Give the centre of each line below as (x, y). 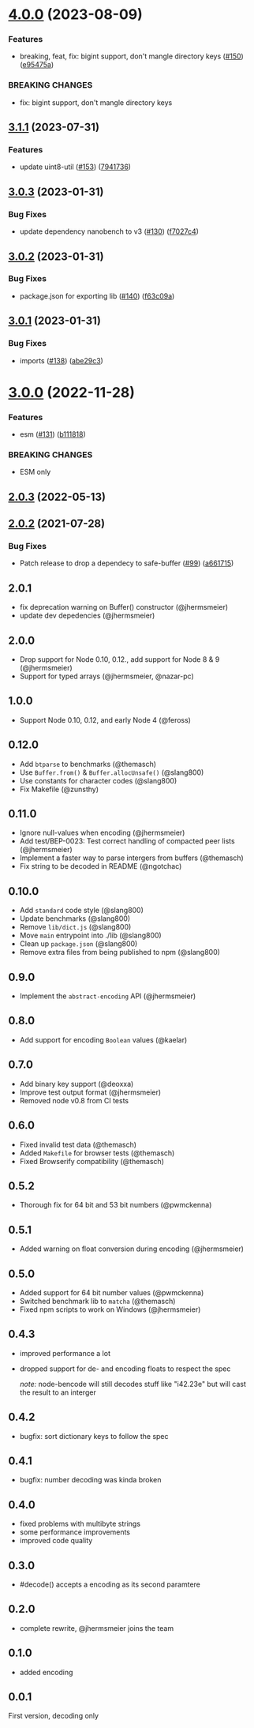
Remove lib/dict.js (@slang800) (75, 927)
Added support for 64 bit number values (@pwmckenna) (112, 1292)
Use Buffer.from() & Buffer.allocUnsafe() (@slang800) (112, 772)
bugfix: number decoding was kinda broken (90, 1480)
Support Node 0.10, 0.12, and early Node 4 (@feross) (105, 719)
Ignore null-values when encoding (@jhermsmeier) (102, 833)
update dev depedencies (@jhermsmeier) (87, 616)
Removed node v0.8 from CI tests (74, 1100)
